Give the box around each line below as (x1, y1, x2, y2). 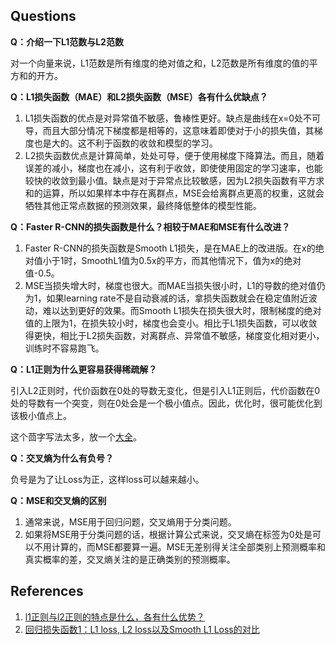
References (10, 583, 84, 600)
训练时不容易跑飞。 (24, 342, 105, 354)
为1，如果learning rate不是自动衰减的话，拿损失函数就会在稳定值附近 (24, 292, 309, 304)
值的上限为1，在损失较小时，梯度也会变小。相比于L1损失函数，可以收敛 (24, 317, 318, 329)
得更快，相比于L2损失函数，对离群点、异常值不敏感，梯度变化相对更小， (24, 329, 325, 341)
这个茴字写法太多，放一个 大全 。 (10, 430, 142, 443)
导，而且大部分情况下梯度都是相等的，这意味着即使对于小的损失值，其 (24, 124, 315, 136)
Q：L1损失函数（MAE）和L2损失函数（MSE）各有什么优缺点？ (10, 90, 268, 103)
